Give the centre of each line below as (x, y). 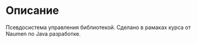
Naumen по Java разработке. (43, 33)
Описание (32, 11)
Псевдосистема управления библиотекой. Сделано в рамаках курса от (98, 27)
